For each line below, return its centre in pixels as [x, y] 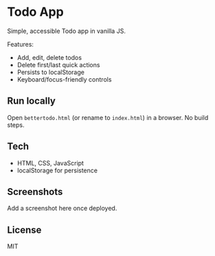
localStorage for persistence [57, 170]
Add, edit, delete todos [49, 57]
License [24, 230]
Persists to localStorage [50, 72]
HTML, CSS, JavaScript [50, 163]
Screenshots [35, 192]
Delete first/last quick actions [58, 65]
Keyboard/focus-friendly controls [64, 79]
